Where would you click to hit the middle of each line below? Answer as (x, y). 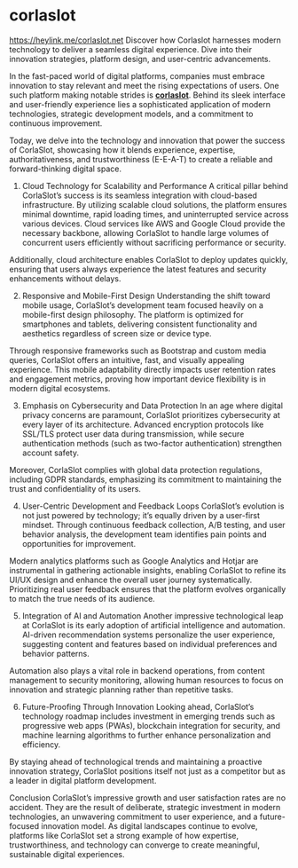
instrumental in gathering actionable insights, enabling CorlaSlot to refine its (148, 570)
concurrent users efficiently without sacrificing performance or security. (154, 242)
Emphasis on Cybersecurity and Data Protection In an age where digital (153, 406)
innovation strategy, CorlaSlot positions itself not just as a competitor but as (147, 771)
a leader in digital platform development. (83, 780)
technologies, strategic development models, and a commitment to (131, 114)
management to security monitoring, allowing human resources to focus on (146, 680)
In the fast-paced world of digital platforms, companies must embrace (137, 75)
